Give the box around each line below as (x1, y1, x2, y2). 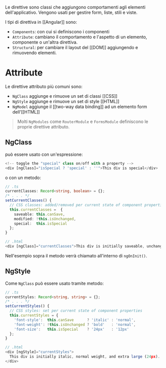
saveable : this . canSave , (14, 212, 65, 217)
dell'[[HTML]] (12, 109, 40, 115)
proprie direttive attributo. (17, 123, 70, 129)
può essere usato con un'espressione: (5, 151, 83, 157)
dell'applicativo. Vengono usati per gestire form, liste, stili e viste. (5, 9, 138, 15)
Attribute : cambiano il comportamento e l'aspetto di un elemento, (12, 34, 147, 40)
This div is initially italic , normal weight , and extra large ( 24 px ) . (9, 354, 161, 359)
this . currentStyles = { (9, 313, 58, 318)
